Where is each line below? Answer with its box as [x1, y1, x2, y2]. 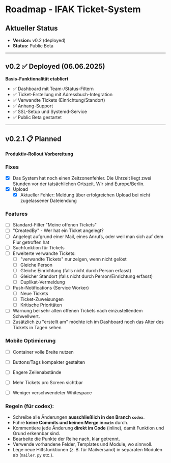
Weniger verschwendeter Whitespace [12, 389, 92, 395]
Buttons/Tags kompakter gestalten [12, 359, 85, 365]
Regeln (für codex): [5, 402, 54, 410]
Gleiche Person [20, 262, 52, 268]
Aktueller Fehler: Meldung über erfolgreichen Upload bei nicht [20, 192, 150, 198]
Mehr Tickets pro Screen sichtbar [12, 379, 83, 385]
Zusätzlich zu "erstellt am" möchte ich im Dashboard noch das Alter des [12, 319, 164, 325]
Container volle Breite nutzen [12, 349, 74, 355]
